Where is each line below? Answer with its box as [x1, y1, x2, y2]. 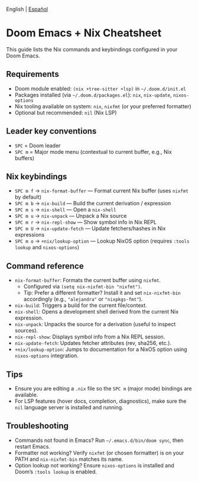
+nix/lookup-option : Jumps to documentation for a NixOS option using [14, 346, 187, 353]
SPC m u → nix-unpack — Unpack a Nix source [14, 212, 127, 219]
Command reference [6, 261, 84, 271]
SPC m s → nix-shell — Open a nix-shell [14, 206, 116, 213]
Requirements [6, 69, 59, 79]
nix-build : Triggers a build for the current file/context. [14, 302, 147, 309]
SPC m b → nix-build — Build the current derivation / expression [14, 200, 171, 207]
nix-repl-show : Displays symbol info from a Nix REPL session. [14, 333, 165, 340]
